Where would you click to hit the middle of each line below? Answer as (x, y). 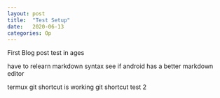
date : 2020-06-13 (36, 26)
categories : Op (29, 33)
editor (16, 74)
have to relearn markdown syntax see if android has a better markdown (110, 66)
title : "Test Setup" (39, 20)
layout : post (26, 14)
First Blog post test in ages (46, 53)
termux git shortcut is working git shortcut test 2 (77, 87)
